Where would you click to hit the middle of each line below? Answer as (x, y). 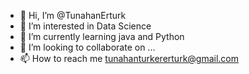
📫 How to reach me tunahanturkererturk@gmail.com (129, 58)
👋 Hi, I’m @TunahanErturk (73, 15)
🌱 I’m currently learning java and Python (102, 36)
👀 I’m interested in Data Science (85, 26)
